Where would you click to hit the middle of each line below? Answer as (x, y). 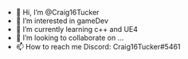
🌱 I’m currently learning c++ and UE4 (76, 29)
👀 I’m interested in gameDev (62, 21)
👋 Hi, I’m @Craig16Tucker (57, 12)
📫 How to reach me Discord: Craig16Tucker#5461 (98, 47)
